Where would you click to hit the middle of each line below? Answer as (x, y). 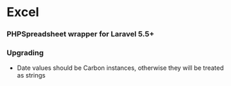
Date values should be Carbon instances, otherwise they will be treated (120, 68)
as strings (31, 76)
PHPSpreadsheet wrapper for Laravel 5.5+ (81, 34)
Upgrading (25, 53)
